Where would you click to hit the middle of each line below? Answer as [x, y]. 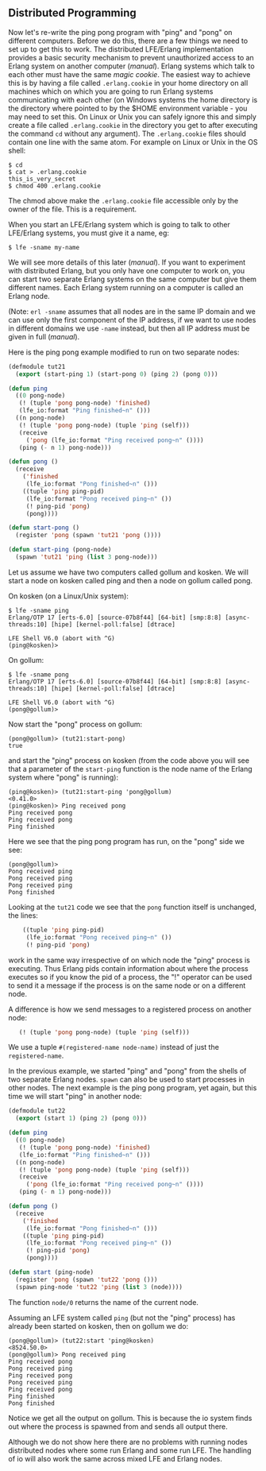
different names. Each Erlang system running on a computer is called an [126, 287]
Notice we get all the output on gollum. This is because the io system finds [130, 1418]
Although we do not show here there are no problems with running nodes [128, 1442]
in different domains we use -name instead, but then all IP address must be [129, 328]
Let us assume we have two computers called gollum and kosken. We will [128, 572]
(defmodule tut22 [37, 1111]
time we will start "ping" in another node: [75, 1097]
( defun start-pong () [44, 528]
